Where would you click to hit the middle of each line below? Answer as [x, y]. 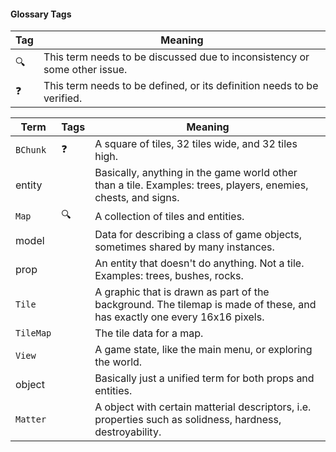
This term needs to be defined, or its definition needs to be [181, 86]
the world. [118, 362]
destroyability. [128, 432]
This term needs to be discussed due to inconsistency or [176, 57]
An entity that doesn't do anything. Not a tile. [199, 263]
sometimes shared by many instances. [184, 247]
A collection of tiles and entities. [169, 216]
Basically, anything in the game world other [196, 173]
